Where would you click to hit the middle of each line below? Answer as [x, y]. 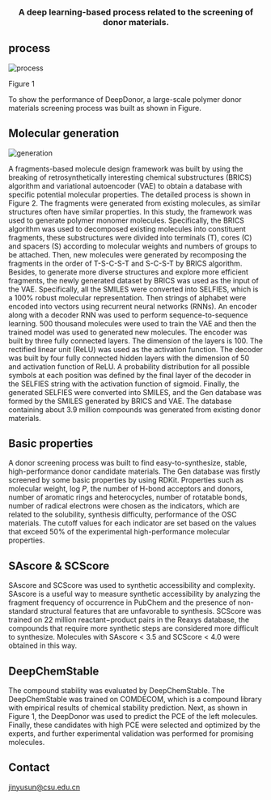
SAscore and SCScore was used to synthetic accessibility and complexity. [132, 585]
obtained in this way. [43, 645]
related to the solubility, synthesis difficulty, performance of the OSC [123, 515]
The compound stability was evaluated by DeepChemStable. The [116, 690]
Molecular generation [64, 133]
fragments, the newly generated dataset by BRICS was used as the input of [133, 280]
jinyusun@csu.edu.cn [44, 787]
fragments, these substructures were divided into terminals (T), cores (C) [130, 237]
